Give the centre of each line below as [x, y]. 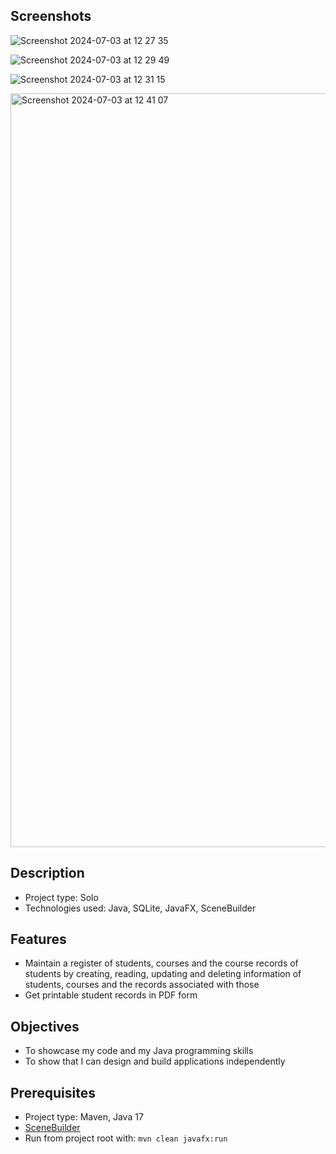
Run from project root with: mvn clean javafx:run [126, 1138]
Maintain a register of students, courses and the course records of [161, 963]
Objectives [45, 1026]
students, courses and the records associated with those [142, 985]
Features [38, 939]
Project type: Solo [61, 897]
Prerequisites [53, 1092]
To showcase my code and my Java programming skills [139, 1051]
